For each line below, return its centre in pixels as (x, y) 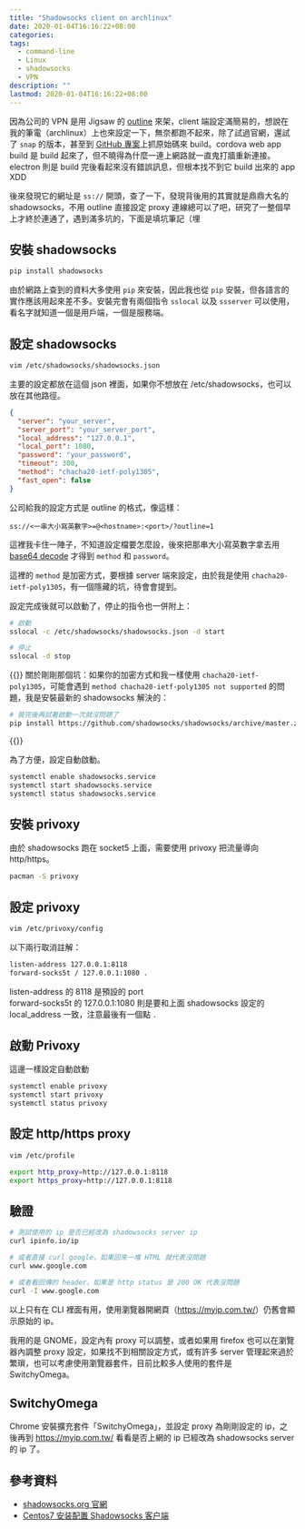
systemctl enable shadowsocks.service (83, 776)
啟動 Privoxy (45, 1046)
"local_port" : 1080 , (56, 447)
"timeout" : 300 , (48, 464)
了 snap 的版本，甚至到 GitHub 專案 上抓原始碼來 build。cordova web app (145, 144)
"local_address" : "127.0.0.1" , (77, 438)
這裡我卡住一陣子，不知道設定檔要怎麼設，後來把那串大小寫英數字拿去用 (144, 544)
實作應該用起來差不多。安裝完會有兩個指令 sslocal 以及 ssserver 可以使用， (152, 301)
